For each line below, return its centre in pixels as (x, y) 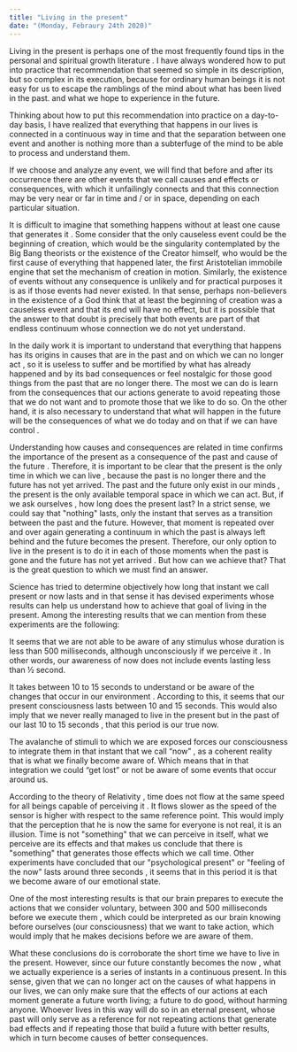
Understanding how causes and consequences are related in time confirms (146, 447)
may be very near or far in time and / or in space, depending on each (135, 198)
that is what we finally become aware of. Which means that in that (129, 760)
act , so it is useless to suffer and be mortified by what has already (130, 364)
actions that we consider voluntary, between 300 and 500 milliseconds (138, 908)
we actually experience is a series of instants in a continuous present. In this (148, 971)
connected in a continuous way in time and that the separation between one (148, 134)
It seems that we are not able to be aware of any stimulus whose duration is (147, 641)
